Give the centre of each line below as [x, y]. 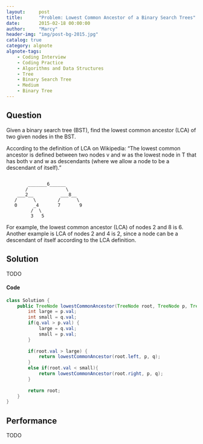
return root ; [44, 391]
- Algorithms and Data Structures [60, 68]
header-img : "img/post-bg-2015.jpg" [52, 35]
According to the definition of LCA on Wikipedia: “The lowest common [94, 148]
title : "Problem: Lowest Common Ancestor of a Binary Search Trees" [101, 18]
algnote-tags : [24, 52]
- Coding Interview [42, 57]
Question [24, 116]
